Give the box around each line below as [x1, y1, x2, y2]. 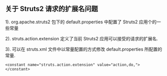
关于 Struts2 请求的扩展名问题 [5, 4, 98, 13]
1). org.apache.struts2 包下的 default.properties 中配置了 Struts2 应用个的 [5, 19, 157, 25]
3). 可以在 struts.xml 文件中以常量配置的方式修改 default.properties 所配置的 [5, 46, 162, 52]
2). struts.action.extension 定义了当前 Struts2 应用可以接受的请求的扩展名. [5, 35, 158, 41]
